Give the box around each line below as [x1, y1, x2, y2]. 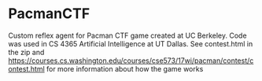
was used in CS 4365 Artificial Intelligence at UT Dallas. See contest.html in [8, 39, 253, 48]
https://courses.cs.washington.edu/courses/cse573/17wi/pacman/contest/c [8, 56, 254, 65]
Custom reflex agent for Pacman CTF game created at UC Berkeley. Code [8, 31, 247, 40]
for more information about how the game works [46, 64, 204, 73]
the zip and [8, 47, 45, 57]
